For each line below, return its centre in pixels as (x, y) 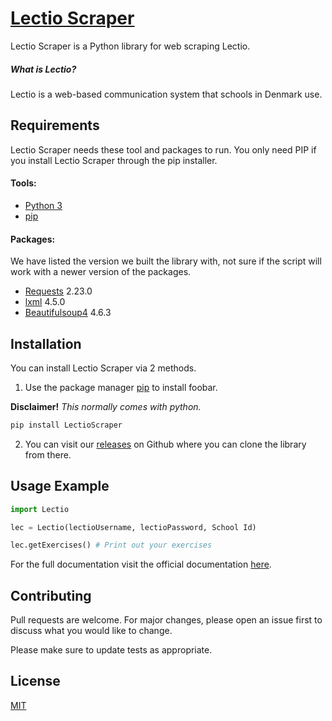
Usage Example (60, 486)
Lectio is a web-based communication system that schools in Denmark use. (166, 94)
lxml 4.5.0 (45, 302)
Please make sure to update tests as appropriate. (111, 650)
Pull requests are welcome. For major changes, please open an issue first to (166, 620)
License (35, 681)
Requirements (55, 125)
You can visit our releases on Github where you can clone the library (165, 444)
